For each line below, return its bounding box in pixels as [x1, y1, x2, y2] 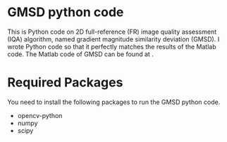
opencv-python [17, 111, 63, 120]
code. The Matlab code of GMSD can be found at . [7, 50, 154, 58]
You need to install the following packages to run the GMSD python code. [7, 98, 221, 106]
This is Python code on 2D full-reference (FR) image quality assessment [7, 27, 217, 36]
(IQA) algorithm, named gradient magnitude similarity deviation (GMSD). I [7, 34, 220, 43]
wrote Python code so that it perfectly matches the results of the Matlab [7, 42, 216, 51]
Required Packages [7, 75, 123, 91]
